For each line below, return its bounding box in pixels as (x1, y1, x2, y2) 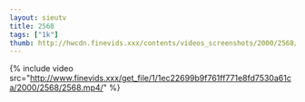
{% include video (9, 63, 74, 74)
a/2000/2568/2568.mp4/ (9, 82, 104, 93)
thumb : (9, 38, 34, 48)
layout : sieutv (9, 13, 67, 23)
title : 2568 (9, 22, 54, 31)
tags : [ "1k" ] (9, 30, 59, 39)
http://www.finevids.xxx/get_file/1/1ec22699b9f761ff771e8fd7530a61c (30, 73, 292, 84)
